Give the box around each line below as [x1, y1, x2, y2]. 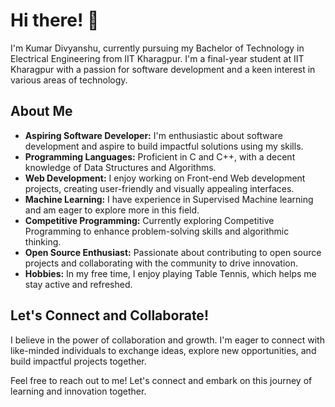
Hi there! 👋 [10, 9, 100, 32]
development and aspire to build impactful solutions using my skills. [24, 140, 304, 152]
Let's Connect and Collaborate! [10, 307, 209, 324]
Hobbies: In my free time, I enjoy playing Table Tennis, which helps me [24, 267, 317, 279]
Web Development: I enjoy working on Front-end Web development [24, 172, 306, 184]
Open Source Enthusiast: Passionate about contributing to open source [24, 246, 322, 258]
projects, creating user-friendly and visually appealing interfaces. [24, 182, 295, 194]
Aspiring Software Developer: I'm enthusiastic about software [24, 129, 283, 141]
